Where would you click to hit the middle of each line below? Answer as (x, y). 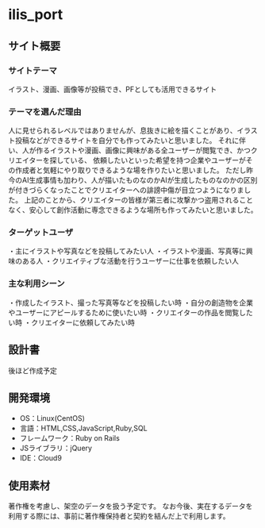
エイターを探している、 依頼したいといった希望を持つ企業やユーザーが (130, 160)
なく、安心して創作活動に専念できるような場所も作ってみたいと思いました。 (133, 210)
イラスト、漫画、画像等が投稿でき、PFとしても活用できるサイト (113, 89)
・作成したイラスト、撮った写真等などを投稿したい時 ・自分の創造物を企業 (131, 303)
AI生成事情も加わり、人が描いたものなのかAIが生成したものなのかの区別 (140, 180)
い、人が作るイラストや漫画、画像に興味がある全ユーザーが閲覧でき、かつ (130, 150)
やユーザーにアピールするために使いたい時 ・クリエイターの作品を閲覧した (131, 312)
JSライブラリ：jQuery (56, 448)
